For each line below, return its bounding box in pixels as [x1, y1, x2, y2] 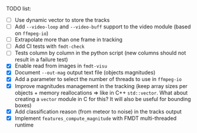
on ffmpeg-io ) [14, 30, 49, 37]
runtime [14, 121, 34, 128]
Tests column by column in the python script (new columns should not [14, 50, 186, 57]
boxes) [14, 102, 32, 109]
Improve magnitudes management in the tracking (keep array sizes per [14, 82, 188, 89]
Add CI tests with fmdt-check [14, 43, 85, 50]
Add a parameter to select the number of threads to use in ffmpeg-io [14, 76, 182, 83]
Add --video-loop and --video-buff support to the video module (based [14, 23, 191, 30]
